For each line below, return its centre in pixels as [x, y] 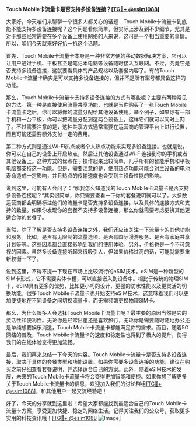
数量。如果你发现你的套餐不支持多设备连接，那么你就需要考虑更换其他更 [103, 210]
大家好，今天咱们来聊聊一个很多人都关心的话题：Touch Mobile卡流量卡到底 [97, 22]
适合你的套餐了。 [27, 217]
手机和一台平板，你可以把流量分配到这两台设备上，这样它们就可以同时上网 [95, 119]
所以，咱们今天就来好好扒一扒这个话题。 [55, 44]
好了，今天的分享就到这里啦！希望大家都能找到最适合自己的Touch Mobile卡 [97, 403]
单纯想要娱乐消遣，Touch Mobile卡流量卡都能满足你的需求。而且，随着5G [100, 327]
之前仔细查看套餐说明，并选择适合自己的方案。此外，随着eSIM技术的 [94, 369]
